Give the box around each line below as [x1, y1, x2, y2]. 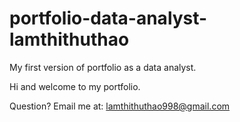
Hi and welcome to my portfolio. [9, 80, 141, 92]
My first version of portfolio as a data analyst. [9, 61, 197, 73]
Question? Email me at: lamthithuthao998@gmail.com [9, 100, 231, 112]
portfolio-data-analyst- [9, 7, 208, 30]
